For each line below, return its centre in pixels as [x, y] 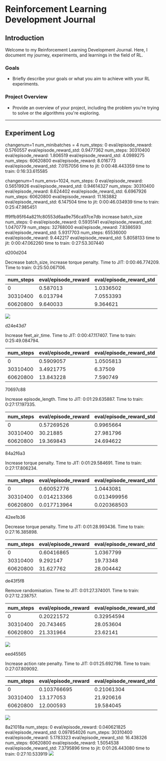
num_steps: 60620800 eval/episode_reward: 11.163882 [61, 197]
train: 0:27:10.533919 [26, 754]
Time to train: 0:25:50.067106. [36, 268]
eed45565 [16, 654]
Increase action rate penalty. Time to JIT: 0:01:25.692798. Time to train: [78, 664]
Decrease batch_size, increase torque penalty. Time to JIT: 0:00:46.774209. [83, 262]
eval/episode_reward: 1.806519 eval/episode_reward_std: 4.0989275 [75, 156]
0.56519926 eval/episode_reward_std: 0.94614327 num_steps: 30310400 [80, 186]
